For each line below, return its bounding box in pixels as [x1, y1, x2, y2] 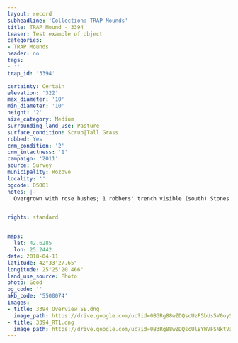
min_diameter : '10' [7, 102, 65, 110]
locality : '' [7, 175, 46, 182]
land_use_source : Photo [7, 273, 78, 280]
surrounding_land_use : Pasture [7, 122, 100, 129]
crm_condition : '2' [7, 142, 65, 149]
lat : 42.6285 [13, 239, 52, 247]
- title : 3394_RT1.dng [7, 319, 74, 326]
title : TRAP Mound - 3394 [7, 23, 84, 31]
